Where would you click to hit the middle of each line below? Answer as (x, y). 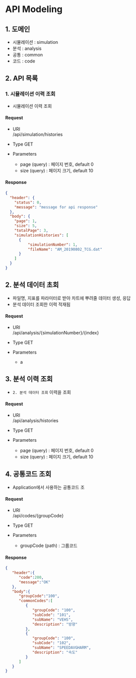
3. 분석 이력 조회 (29, 379)
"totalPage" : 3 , (31, 231)
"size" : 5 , (26, 226)
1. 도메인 (18, 29)
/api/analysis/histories (36, 421)
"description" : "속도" (55, 652)
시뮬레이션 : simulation (35, 42)
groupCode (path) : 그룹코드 (49, 546)
